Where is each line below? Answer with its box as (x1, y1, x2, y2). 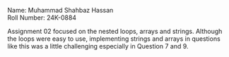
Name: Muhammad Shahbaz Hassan (7, 6, 114, 14)
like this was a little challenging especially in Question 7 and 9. (7, 42, 189, 50)
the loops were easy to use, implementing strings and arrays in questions (7, 34, 221, 43)
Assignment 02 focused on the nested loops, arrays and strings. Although (7, 27, 223, 35)
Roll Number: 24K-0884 (7, 13, 76, 22)
